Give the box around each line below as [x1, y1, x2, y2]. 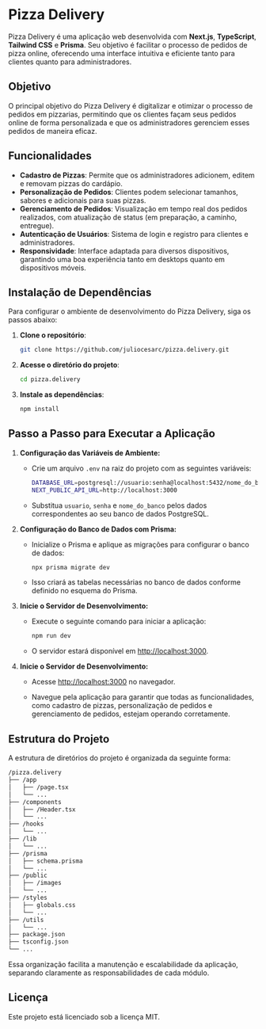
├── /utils [8, 916, 44, 924]
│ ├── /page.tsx [8, 783, 69, 791]
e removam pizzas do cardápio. [19, 178, 123, 188]
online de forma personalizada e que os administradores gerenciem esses [8, 117, 250, 128]
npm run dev [31, 632, 71, 640]
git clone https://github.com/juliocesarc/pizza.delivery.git [19, 346, 230, 354]
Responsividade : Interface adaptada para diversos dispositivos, [19, 246, 230, 255]
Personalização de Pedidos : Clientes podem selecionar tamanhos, [19, 187, 239, 196]
